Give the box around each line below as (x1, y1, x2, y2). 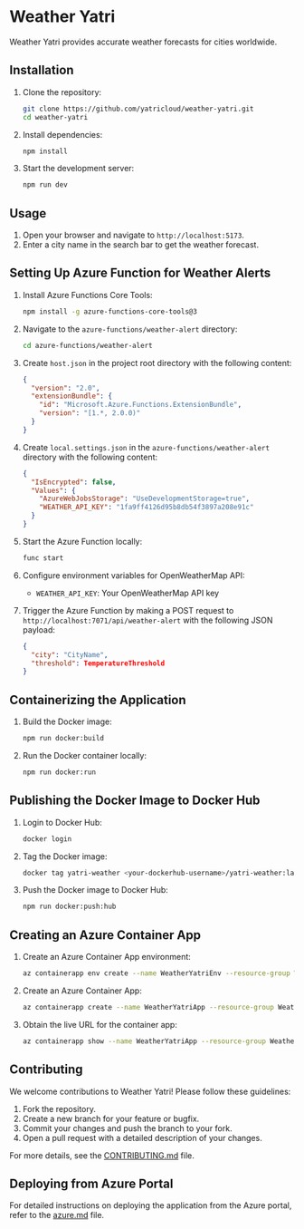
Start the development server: (22, 163, 135, 174)
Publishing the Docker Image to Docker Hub (9, 793, 261, 808)
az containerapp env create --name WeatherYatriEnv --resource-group (22, 969, 291, 978)
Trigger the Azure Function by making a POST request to (22, 605, 234, 615)
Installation (9, 63, 74, 78)
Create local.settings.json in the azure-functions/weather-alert (22, 441, 270, 452)
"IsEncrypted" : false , (31, 478, 117, 487)
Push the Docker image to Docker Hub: (22, 885, 169, 895)
